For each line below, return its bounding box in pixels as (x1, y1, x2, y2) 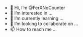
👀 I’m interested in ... (10, 10, 53, 16)
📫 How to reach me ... (10, 26, 57, 32)
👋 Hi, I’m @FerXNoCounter (10, 5, 65, 10)
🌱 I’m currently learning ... (10, 15, 64, 21)
